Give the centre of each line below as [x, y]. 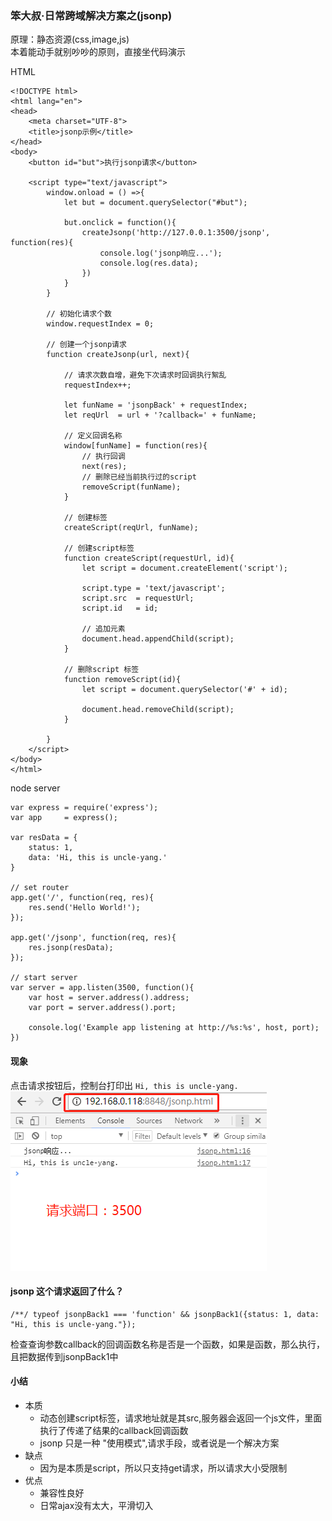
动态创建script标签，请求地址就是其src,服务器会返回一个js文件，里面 [181, 1418]
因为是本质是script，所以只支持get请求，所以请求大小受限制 [163, 1468]
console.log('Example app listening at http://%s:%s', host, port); [174, 1028]
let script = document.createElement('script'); [184, 568]
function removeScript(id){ [122, 680]
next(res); [104, 467]
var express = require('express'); [84, 808]
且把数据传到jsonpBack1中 [64, 1356]
